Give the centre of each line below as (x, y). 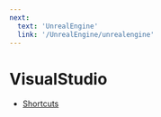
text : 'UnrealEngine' (58, 26)
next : (19, 18)
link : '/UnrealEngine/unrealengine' (86, 34)
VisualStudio (58, 79)
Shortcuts (40, 103)
